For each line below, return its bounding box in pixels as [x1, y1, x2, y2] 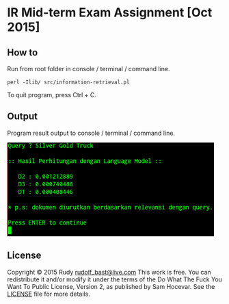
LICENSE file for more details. [7, 290, 90, 298]
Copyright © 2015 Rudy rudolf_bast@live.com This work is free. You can [7, 268, 212, 276]
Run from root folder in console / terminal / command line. [7, 65, 170, 73]
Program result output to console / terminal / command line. [7, 129, 176, 137]
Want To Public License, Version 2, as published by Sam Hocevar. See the [7, 282, 215, 290]
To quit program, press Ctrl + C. [7, 91, 97, 99]
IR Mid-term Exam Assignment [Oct [7, 5, 213, 21]
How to [7, 47, 38, 58]
